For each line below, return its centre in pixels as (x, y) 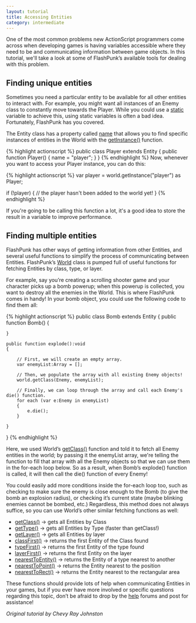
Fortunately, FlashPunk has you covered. (55, 122)
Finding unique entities (49, 83)
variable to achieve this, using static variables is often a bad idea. (85, 116)
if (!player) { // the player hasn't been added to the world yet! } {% (86, 193)
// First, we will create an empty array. (69, 359)
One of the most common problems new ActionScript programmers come (95, 40)
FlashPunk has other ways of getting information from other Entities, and (94, 250)
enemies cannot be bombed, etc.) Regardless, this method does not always (98, 504)
